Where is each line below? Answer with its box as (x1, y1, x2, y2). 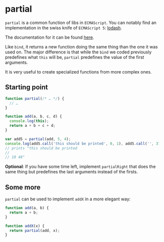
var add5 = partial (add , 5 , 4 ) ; (5, 136, 71, 142)
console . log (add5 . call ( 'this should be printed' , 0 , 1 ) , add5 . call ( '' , (5, 141, 154, 146)
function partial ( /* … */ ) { (5, 96, 64, 101)
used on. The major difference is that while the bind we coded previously (5, 49, 152, 55)
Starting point (5, 83, 48, 92)
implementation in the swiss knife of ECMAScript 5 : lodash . (5, 24, 122, 30)
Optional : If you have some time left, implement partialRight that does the (5, 164, 156, 169)
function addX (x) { (5, 223, 45, 228)
